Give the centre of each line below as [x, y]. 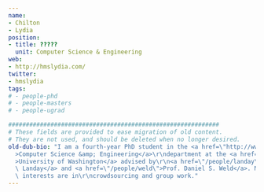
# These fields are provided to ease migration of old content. [115, 132]
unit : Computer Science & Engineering [79, 52]
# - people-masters [40, 103]
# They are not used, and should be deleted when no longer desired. [125, 139]
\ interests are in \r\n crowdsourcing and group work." [107, 176]
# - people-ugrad [37, 111]
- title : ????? [33, 45]
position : [24, 37]
